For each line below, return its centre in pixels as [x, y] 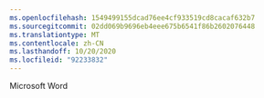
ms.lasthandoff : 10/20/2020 [63, 52]
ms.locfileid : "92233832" [58, 60]
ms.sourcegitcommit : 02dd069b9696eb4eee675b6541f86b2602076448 [132, 26]
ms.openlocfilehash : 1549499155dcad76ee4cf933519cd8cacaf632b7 [132, 18]
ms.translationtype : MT [55, 34]
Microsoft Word [39, 86]
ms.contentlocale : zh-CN [57, 43]
